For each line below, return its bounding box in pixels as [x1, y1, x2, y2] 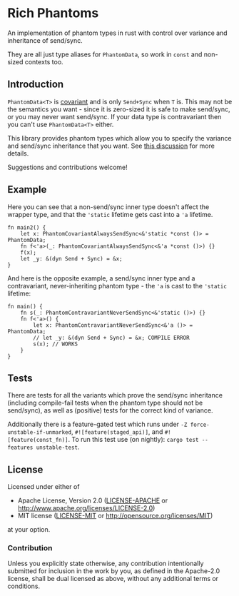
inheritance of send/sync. [7, 36, 83, 44]
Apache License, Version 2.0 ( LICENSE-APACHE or [17, 496, 168, 505]
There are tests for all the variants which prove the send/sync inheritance [7, 391, 223, 400]
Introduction [7, 79, 64, 91]
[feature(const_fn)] [7, 437, 69, 444]
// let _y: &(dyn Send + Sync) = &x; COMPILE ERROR [33, 334, 190, 341]
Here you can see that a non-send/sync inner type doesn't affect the [7, 202, 210, 211]
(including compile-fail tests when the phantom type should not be [7, 398, 203, 408]
